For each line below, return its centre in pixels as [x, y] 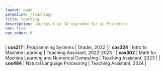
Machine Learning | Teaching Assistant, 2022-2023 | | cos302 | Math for [81, 52]
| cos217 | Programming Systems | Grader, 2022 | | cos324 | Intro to [76, 47]
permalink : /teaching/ [29, 14]
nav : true [16, 28]
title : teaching [22, 19]
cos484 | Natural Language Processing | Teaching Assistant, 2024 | [76, 63]
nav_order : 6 [19, 33]
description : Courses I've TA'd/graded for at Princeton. [67, 24]
